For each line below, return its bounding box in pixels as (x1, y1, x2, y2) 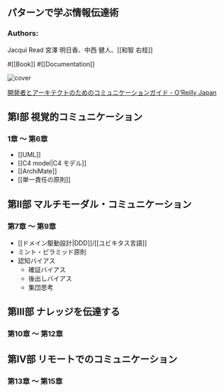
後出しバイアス (28, 274, 72, 283)
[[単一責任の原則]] (17, 175, 71, 184)
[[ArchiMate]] (17, 167, 57, 175)
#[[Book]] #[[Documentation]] (7, 60, 95, 68)
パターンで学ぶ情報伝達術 (7, 6, 119, 19)
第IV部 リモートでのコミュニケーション (7, 353, 178, 365)
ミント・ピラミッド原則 (17, 248, 86, 256)
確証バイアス (28, 266, 66, 274)
